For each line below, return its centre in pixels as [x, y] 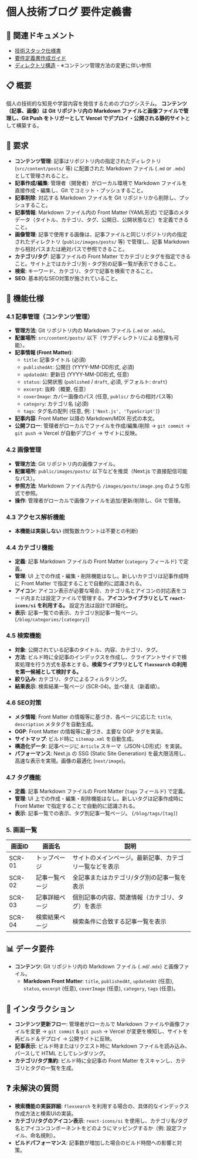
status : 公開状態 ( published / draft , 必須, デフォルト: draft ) [95, 382]
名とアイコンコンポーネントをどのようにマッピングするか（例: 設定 [96, 1128]
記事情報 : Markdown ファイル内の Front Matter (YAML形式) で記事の [97, 212]
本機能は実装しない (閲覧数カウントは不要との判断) [76, 531]
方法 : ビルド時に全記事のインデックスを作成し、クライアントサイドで [98, 657]
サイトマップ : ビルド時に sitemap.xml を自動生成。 [76, 738]
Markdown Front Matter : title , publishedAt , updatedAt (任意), [98, 981]
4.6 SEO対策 [24, 703]
